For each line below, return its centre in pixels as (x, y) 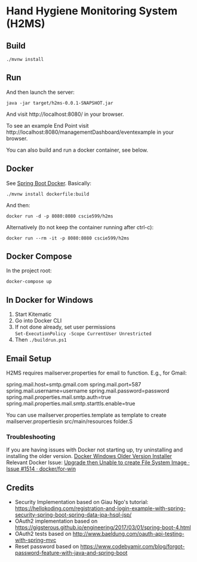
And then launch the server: (40, 92)
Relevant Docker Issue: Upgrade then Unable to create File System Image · (98, 463)
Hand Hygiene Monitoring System (92, 11)
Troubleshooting (31, 437)
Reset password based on (47, 546)
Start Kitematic (33, 314)
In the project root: (29, 271)
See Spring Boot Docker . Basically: (49, 183)
